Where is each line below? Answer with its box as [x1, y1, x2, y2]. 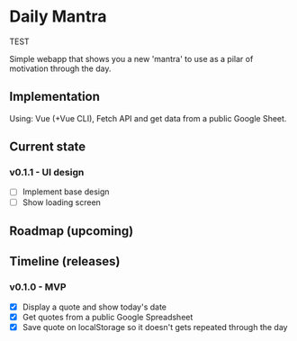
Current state [9, 139, 86, 155]
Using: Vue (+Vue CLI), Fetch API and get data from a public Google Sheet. [9, 112, 287, 123]
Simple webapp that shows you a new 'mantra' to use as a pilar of [9, 53, 254, 64]
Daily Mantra [9, 6, 107, 27]
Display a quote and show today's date [22, 301, 167, 312]
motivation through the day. [9, 63, 112, 74]
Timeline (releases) [9, 254, 121, 269]
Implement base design [22, 186, 110, 197]
